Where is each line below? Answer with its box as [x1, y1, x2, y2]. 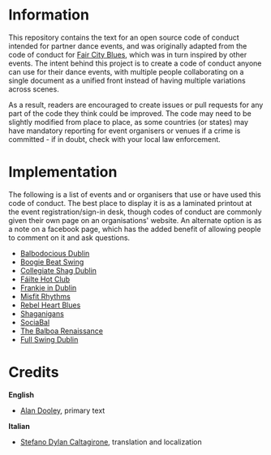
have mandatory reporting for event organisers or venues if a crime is [8, 126, 241, 135]
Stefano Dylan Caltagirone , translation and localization [19, 436, 202, 447]
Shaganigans [19, 308, 65, 318]
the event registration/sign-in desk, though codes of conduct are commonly [8, 207, 262, 217]
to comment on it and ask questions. [8, 233, 131, 243]
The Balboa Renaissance [19, 326, 104, 336]
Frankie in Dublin [19, 282, 77, 293]
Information [8, 6, 89, 24]
